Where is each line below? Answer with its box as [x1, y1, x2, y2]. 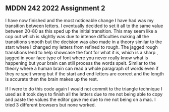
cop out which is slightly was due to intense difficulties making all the [5, 33, 149, 39]
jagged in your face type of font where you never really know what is [5, 55, 148, 61]
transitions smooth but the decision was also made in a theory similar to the [5, 39, 162, 45]
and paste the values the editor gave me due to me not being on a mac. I [5, 96, 156, 102]
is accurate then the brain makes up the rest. [5, 76, 98, 82]
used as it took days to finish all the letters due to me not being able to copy [5, 91, 163, 97]
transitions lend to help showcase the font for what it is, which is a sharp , [5, 49, 158, 55]
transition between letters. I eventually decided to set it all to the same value [5, 23, 163, 29]
